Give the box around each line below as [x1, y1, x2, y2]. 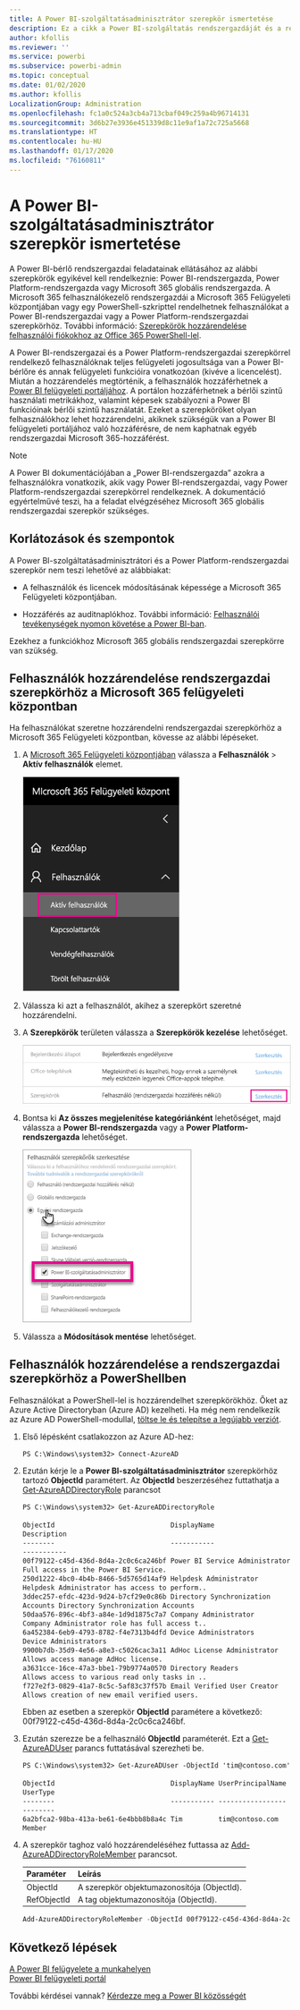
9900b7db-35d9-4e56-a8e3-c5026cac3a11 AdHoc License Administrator [21, 1646, 279, 1655]
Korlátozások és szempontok [9, 531, 175, 547]
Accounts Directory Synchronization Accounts [21, 1601, 195, 1610]
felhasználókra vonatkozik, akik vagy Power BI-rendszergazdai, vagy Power [9, 477, 288, 488]
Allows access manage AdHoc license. [21, 1655, 163, 1664]
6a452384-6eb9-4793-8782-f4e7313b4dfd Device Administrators [21, 1628, 255, 1637]
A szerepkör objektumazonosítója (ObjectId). [77, 1881, 243, 1892]
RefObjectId [26, 1894, 71, 1904]
